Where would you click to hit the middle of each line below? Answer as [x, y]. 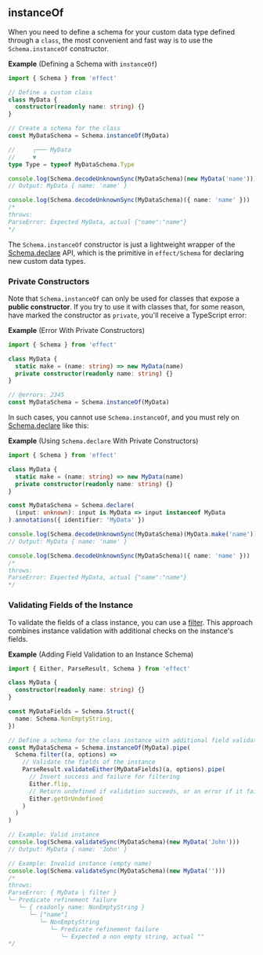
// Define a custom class [50, 92]
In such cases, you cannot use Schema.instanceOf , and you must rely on [124, 417]
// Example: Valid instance [54, 835]
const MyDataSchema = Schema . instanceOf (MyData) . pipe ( [99, 748]
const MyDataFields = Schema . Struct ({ [71, 712]
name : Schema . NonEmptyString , [64, 719]
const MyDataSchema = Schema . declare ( [71, 506]
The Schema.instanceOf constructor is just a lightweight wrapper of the [122, 244]
